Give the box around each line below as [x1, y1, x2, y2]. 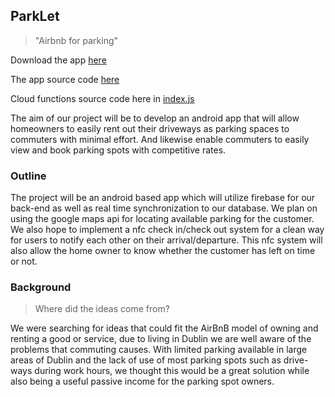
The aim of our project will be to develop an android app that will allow [10, 112, 300, 124]
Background [10, 280, 72, 294]
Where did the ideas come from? [34, 303, 170, 315]
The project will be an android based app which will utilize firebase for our [10, 192, 316, 204]
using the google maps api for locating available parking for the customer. [10, 213, 315, 225]
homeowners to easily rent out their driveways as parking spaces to [10, 122, 290, 134]
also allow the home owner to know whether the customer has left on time [10, 245, 316, 257]
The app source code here [10, 73, 120, 85]
